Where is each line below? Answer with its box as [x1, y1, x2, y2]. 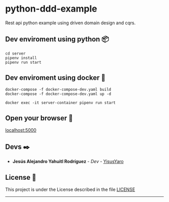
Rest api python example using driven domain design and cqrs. [5, 20, 136, 26]
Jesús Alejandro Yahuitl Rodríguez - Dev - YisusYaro [12, 159, 124, 165]
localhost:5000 [5, 127, 37, 133]
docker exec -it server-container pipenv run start [5, 100, 116, 105]
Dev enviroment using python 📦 [5, 35, 109, 43]
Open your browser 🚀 [5, 114, 73, 122]
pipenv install [5, 55, 37, 61]
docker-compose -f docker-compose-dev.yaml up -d [5, 91, 112, 96]
